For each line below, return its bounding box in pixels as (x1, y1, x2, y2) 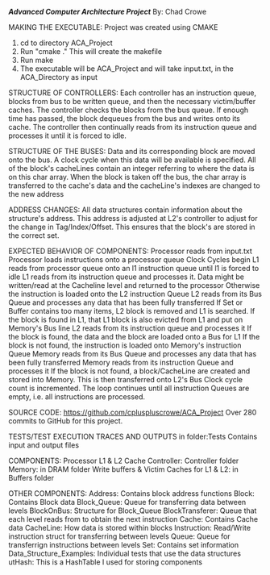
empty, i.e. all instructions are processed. (8, 392, 146, 402)
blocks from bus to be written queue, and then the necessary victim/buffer (8, 97, 256, 106)
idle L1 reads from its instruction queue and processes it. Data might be (8, 272, 244, 281)
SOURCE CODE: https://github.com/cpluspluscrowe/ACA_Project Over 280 (8, 407, 257, 417)
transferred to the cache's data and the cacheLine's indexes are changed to (8, 181, 260, 190)
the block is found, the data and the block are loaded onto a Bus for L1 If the (8, 332, 260, 341)
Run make (19, 56, 54, 65)
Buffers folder (8, 473, 55, 482)
